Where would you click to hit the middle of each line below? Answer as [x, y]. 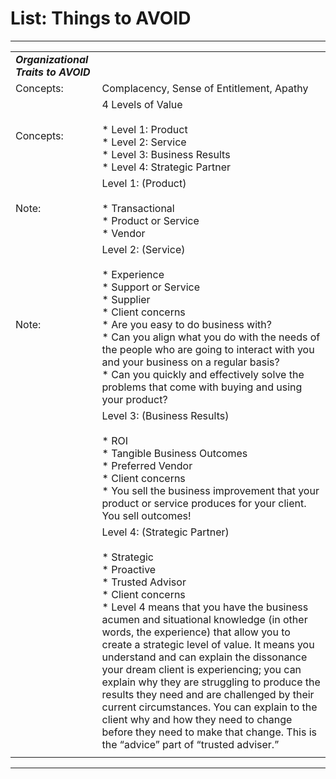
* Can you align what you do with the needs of [211, 337]
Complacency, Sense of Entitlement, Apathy [205, 88]
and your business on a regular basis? [190, 362]
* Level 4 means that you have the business [205, 607]
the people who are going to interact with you [208, 349]
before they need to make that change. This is [209, 732]
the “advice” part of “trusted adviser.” [190, 744]
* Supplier [126, 299]
